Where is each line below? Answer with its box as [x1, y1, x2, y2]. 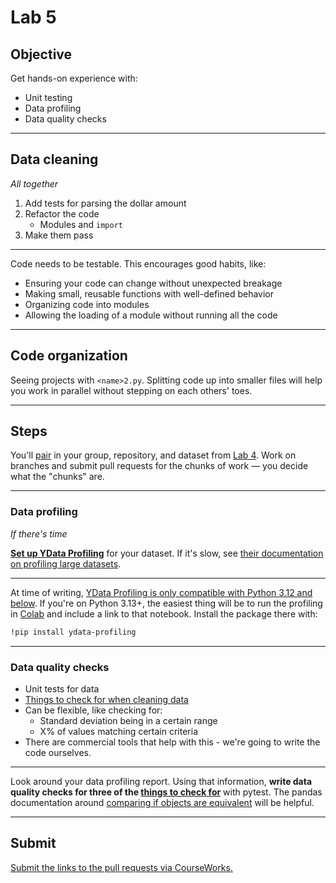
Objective [10, 46, 73, 63]
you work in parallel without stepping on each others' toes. [10, 384, 253, 396]
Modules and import [39, 218, 123, 230]
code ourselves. [24, 746, 92, 758]
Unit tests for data [24, 682, 100, 695]
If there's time [10, 527, 68, 540]
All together [10, 177, 59, 190]
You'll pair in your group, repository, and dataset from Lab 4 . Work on [10, 449, 297, 461]
